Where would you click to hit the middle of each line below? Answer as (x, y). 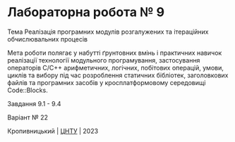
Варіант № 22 (28, 117)
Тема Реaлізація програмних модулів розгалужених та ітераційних (108, 32)
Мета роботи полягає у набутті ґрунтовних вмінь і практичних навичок (115, 53)
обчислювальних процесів (48, 39)
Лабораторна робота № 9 (86, 12)
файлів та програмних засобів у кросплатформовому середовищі (107, 82)
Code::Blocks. (28, 90)
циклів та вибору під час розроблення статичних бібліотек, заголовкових (118, 75)
